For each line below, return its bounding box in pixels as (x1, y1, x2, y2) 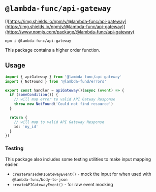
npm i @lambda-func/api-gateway (5, 38, 71, 43)
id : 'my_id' (14, 124, 38, 129)
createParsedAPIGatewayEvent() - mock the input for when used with (12, 171, 152, 177)
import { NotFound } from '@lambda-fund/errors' (5, 79, 107, 84)
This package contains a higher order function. (5, 47, 100, 53)
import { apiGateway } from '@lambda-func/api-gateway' (5, 74, 122, 79)
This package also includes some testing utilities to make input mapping (5, 156, 151, 162)
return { (9, 115, 28, 120)
